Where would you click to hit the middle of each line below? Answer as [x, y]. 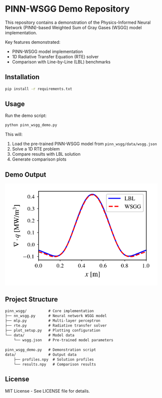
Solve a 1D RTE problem [36, 149]
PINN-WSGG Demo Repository [67, 9]
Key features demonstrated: [33, 42]
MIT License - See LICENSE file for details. [48, 391]
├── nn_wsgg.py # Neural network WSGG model [56, 316]
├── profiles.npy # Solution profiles [54, 359]
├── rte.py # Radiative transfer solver [56, 325]
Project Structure [31, 299]
